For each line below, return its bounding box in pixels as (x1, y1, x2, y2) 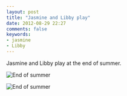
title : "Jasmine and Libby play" (6, 15, 91, 21)
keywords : (6, 32, 31, 38)
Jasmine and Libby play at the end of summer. (6, 59, 122, 67)
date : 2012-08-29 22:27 (6, 20, 67, 26)
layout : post (6, 9, 39, 15)
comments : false (6, 26, 47, 32)
